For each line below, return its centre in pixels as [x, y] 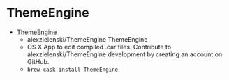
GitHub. [38, 61]
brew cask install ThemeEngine [73, 70]
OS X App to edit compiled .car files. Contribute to [99, 47]
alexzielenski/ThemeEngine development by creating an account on [125, 54]
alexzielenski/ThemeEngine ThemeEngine [87, 39]
